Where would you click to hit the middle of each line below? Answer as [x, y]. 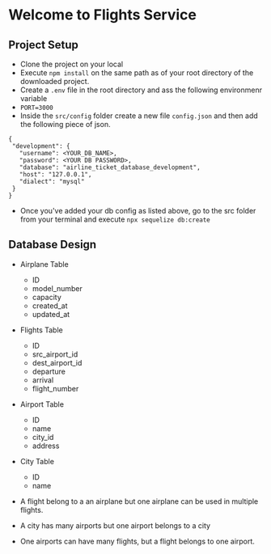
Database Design [53, 245]
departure [49, 371]
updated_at [51, 314]
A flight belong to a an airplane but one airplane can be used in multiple [139, 501]
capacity [47, 297]
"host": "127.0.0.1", [55, 175]
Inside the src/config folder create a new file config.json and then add [139, 116]
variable [34, 98]
